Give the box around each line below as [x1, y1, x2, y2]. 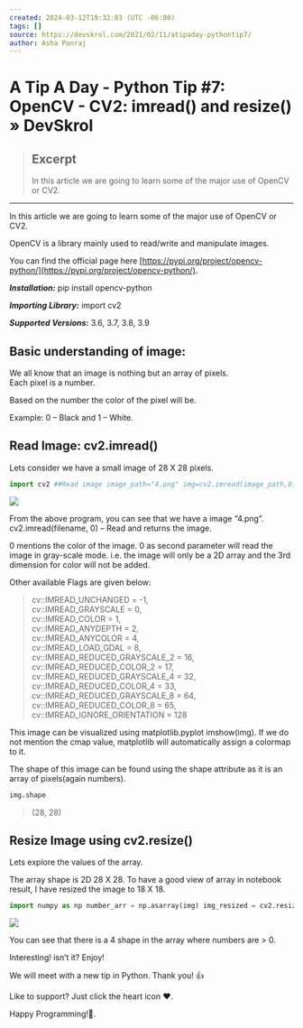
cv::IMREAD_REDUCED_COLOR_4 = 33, [31, 681, 178, 691]
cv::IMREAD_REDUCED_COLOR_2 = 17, [31, 661, 174, 672]
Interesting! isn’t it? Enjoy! [9, 952, 106, 963]
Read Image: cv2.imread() [9, 439, 159, 454]
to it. [9, 746, 26, 756]
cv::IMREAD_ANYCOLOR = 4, [31, 633, 140, 644]
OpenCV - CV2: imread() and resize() [9, 97, 292, 117]
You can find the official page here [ [9, 255, 142, 266]
